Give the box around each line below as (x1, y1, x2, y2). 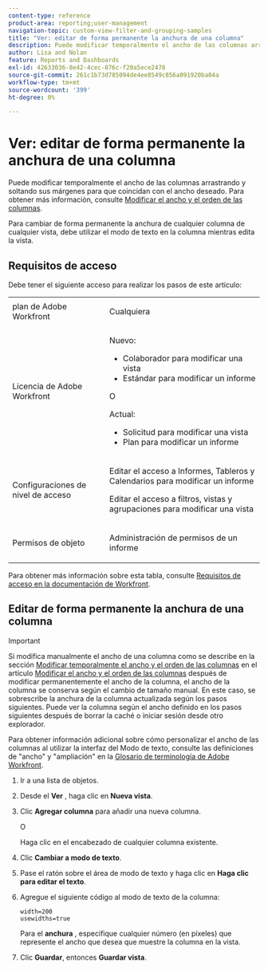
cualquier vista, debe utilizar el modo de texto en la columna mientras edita (8, 227, 255, 237)
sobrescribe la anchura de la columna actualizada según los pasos (8, 693, 227, 703)
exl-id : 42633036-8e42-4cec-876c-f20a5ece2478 (8, 64, 166, 72)
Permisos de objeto (12, 538, 85, 548)
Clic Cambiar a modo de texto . (19, 853, 122, 862)
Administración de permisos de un (108, 532, 238, 543)
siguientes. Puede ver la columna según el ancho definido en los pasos (8, 702, 242, 712)
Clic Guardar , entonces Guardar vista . (19, 952, 148, 962)
